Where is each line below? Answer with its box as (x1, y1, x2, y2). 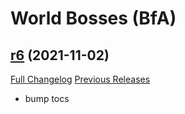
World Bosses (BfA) (10, 7, 177, 30)
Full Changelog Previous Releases (10, 73, 151, 85)
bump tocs (24, 93, 70, 104)
